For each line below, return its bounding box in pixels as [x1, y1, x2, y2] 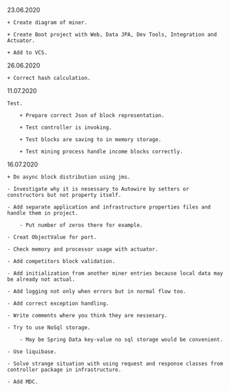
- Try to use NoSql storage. [7, 324, 91, 331]
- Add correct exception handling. [7, 300, 109, 307]
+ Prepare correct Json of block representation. [19, 112, 165, 119]
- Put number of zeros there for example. [19, 222, 143, 229]
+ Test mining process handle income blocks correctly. [19, 148, 184, 155]
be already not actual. [7, 276, 76, 283]
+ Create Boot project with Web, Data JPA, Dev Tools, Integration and [7, 31, 217, 38]
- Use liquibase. [7, 348, 57, 355]
